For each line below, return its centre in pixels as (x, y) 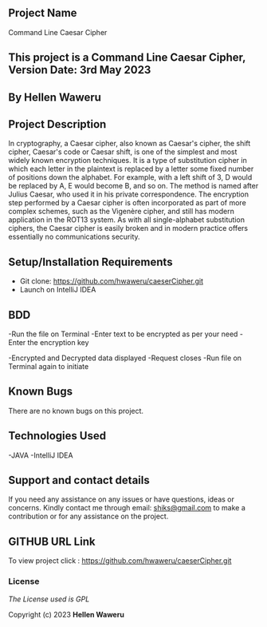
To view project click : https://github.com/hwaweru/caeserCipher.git (120, 561)
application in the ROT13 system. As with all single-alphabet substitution (127, 220)
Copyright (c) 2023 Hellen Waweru (67, 614)
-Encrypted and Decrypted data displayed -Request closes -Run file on (125, 358)
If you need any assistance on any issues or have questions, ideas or (122, 499)
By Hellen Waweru (55, 97)
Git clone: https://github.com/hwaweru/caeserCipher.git (111, 281)
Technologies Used (57, 436)
